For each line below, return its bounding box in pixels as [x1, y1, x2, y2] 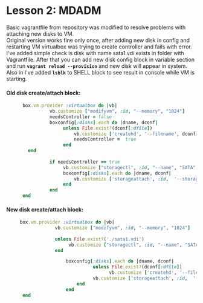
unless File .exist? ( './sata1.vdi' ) [54, 236, 145, 242]
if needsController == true [49, 159, 120, 165]
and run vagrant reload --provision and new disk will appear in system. [6, 62, 187, 70]
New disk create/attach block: [6, 205, 83, 213]
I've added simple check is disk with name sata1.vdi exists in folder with [6, 49, 184, 56]
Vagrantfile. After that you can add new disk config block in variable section [6, 56, 195, 63]
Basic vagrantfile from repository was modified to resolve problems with [6, 24, 186, 31]
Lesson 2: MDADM [6, 4, 101, 18]
